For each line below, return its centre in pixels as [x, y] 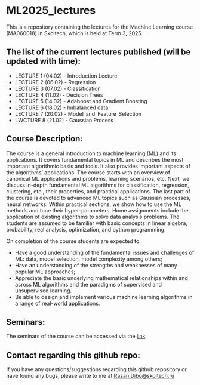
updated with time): [43, 61]
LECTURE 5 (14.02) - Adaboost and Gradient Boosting [81, 101]
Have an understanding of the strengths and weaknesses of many [96, 265]
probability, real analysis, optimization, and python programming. [86, 229]
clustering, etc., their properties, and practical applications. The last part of [99, 191]
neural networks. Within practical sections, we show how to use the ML [94, 204]
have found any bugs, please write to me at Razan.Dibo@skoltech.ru [90, 376]
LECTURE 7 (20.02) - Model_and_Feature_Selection [78, 113]
